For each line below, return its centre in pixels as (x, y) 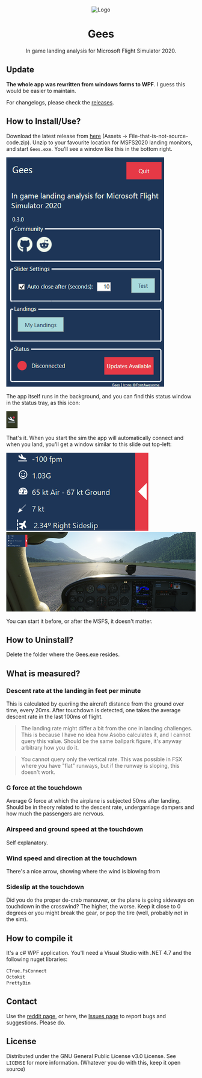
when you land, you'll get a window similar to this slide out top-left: (89, 444)
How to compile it (40, 938)
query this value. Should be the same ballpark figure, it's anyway (101, 741)
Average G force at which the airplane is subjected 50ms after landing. (93, 801)
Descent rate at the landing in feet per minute (74, 690)
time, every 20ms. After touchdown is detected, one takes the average (93, 710)
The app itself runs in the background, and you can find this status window (99, 396)
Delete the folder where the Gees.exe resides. (63, 654)
